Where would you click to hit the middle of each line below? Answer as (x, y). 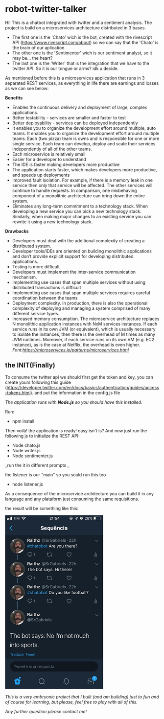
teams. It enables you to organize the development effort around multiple (86, 133)
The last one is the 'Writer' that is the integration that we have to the (81, 63)
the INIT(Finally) (30, 365)
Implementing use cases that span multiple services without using (79, 282)
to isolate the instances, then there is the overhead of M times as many (84, 334)
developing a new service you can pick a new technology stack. (77, 211)
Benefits (14, 98)
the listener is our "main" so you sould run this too (56, 475)
